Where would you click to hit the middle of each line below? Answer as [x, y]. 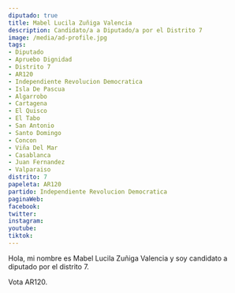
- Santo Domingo [35, 133]
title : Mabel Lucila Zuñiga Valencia [70, 23]
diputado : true [33, 15]
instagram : [26, 221]
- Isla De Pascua [37, 89]
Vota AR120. [28, 282]
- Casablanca [30, 155]
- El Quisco [28, 111]
